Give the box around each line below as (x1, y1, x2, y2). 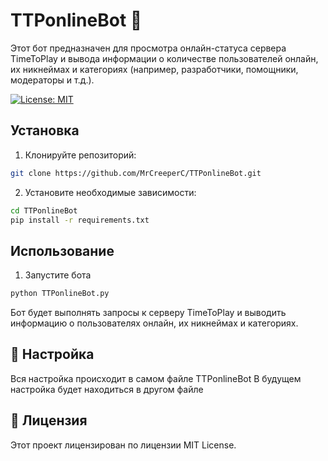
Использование (10, 242, 115, 259)
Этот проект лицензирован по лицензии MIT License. (10, 439, 237, 451)
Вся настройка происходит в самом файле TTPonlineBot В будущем (10, 372, 302, 384)
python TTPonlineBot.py (10, 289, 110, 299)
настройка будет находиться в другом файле (10, 383, 204, 395)
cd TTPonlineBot (10, 205, 78, 216)
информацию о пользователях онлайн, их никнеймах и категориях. (10, 317, 299, 329)
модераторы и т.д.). (10, 74, 95, 86)
